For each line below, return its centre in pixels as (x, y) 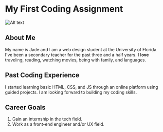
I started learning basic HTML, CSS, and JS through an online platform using (81, 87)
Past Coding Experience (42, 75)
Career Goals (25, 107)
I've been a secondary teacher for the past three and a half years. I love (77, 55)
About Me (20, 38)
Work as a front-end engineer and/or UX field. (58, 124)
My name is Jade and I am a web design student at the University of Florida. (81, 49)
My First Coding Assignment (64, 9)
